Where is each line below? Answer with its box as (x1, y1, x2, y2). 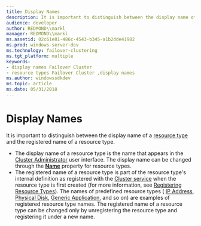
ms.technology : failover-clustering (6, 48, 98, 54)
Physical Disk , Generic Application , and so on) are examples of (14, 194, 170, 201)
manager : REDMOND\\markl (6, 31, 68, 37)
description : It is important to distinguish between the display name (6, 14, 188, 20)
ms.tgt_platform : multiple (6, 53, 74, 59)
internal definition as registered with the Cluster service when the (14, 175, 176, 182)
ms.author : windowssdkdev (6, 75, 71, 81)
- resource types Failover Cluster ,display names (6, 70, 135, 76)
